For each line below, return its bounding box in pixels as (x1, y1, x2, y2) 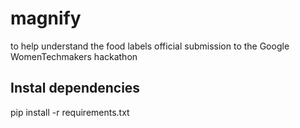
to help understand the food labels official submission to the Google (10, 40, 290, 52)
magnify (10, 7, 82, 30)
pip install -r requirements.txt (10, 106, 130, 118)
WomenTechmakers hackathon (10, 50, 138, 62)
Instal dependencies (10, 80, 141, 97)
